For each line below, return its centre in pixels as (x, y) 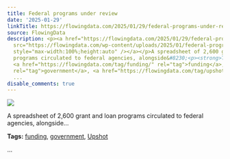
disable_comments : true (41, 84)
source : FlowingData (37, 33)
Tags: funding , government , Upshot (57, 136)
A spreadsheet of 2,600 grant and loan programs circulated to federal (105, 116)
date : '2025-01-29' (35, 20)
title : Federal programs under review (62, 13)
